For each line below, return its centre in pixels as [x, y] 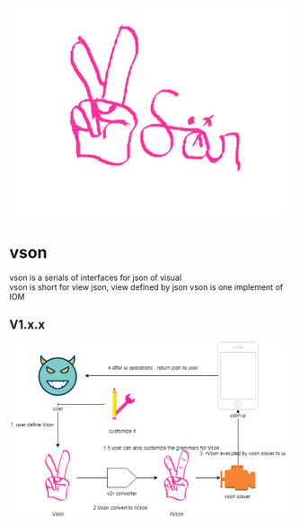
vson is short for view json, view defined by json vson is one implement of [146, 287]
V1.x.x [27, 325]
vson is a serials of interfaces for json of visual [96, 277]
